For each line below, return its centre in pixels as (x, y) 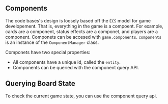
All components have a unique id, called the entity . (66, 62)
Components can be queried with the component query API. (76, 67)
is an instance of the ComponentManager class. (52, 42)
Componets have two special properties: (48, 52)
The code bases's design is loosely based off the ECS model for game (78, 20)
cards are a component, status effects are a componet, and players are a (82, 31)
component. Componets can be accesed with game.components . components (83, 37)
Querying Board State (40, 84)
